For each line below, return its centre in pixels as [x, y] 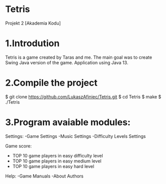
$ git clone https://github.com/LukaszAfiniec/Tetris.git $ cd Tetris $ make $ [83, 97]
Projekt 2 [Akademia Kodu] [33, 23]
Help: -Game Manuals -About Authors [45, 176]
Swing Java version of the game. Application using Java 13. [67, 62]
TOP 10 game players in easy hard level [53, 166]
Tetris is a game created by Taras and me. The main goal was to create [79, 57]
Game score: [18, 146]
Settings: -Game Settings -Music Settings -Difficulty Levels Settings [75, 136]
